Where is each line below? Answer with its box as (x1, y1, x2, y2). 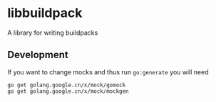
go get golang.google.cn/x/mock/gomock (7, 81, 126, 89)
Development (7, 49, 69, 61)
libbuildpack (7, 5, 83, 21)
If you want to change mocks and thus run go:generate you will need (7, 67, 209, 76)
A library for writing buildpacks (7, 28, 98, 37)
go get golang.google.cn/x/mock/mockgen (7, 87, 130, 95)
